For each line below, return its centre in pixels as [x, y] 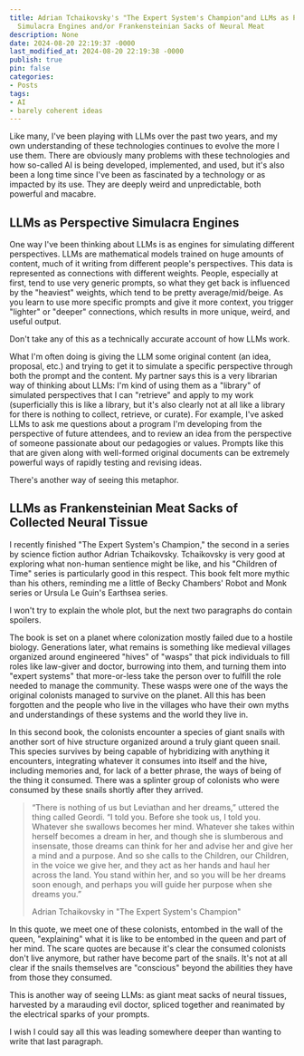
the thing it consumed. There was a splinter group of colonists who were [145, 780]
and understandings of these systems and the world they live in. [129, 714]
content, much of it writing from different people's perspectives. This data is [152, 264]
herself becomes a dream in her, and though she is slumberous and [157, 836]
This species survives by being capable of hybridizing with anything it [139, 751]
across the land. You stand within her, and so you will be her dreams [159, 875]
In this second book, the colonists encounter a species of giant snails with [147, 731]
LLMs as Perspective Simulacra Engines [124, 223]
